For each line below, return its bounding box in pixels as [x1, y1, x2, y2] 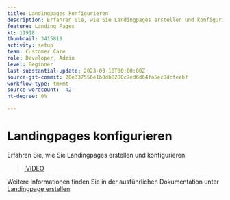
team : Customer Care [7, 49, 66, 55]
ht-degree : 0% [7, 93, 48, 100]
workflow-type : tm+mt [7, 80, 69, 87]
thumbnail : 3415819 [7, 36, 63, 42]
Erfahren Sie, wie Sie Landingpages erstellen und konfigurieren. [7, 151, 187, 159]
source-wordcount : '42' [7, 86, 75, 93]
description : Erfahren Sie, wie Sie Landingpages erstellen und [7, 16, 194, 23]
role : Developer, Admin [7, 55, 75, 62]
